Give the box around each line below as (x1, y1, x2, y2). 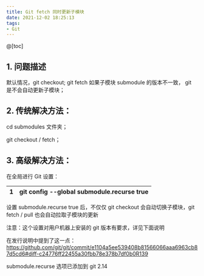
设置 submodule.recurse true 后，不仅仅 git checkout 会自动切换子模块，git (6, 203, 195, 210)
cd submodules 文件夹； (6, 123, 68, 130)
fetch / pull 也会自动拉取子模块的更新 (6, 210, 99, 218)
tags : (6, 20, 20, 26)
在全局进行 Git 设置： (6, 172, 59, 180)
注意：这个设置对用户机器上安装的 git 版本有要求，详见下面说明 (6, 224, 165, 231)
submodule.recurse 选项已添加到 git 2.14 (6, 262, 108, 270)
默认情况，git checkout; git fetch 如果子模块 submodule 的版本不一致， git (6, 79, 192, 86)
